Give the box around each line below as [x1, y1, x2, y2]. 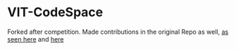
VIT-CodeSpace [7, 4, 104, 20]
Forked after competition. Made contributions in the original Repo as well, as [7, 27, 229, 36]
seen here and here [7, 35, 64, 43]
